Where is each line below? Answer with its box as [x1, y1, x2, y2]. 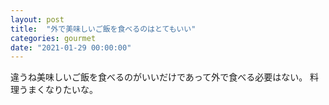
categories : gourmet [10, 33, 97, 43]
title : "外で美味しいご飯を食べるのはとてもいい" [10, 24, 197, 34]
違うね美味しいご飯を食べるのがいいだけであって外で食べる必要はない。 [10, 71, 308, 83]
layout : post [10, 14, 65, 25]
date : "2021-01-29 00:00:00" [10, 42, 132, 53]
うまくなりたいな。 [18, 84, 98, 96]
